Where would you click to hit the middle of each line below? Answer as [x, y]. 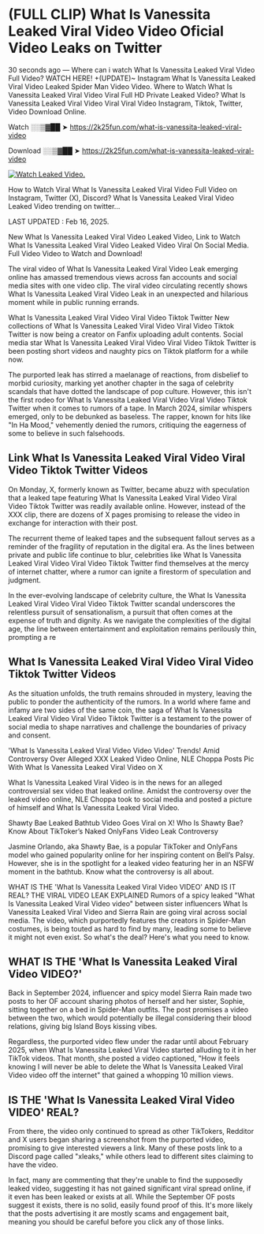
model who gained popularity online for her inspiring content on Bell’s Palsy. [132, 855]
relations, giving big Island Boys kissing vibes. [83, 1027]
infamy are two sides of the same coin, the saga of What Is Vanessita [120, 710]
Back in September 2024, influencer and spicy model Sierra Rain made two [130, 993]
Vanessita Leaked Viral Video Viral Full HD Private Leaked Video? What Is [127, 95]
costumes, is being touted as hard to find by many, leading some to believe [130, 928]
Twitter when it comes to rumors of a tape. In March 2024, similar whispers [130, 408]
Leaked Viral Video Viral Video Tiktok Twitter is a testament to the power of [130, 718]
